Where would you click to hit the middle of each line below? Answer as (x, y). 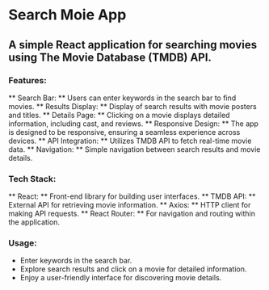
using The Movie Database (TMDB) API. (110, 57)
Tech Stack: (32, 179)
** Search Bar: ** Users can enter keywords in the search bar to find (122, 98)
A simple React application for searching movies (132, 45)
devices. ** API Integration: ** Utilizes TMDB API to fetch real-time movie (130, 141)
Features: (27, 80)
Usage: (23, 243)
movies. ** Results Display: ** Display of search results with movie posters (132, 106)
